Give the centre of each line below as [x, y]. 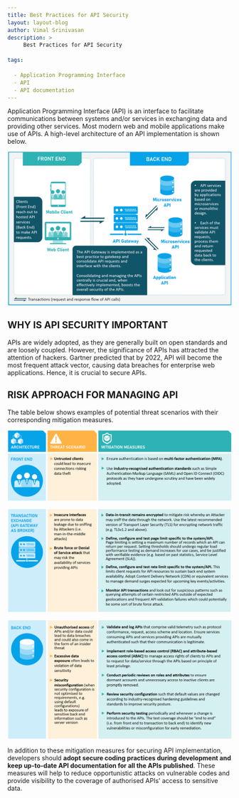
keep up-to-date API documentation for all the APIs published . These [111, 765]
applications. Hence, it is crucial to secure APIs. [77, 372]
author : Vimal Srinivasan [46, 30]
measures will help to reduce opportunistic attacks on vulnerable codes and [118, 773]
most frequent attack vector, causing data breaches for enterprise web [111, 365]
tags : [15, 61]
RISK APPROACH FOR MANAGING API [93, 395]
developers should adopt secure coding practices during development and [119, 757]
